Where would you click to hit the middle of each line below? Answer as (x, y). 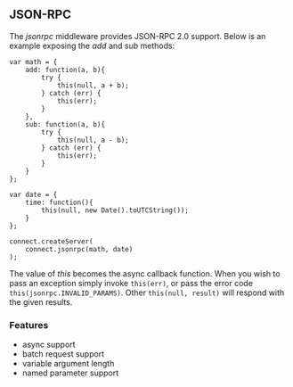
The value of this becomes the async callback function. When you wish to (145, 273)
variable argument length (68, 364)
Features (29, 325)
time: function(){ (59, 202)
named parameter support (70, 373)
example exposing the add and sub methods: (92, 45)
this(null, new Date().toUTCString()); (115, 210)
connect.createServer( (51, 241)
